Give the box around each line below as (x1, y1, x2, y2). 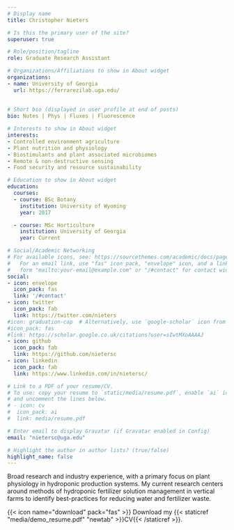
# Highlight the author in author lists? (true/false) (7, 446, 170, 453)
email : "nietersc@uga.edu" (7, 434, 86, 441)
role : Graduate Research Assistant (7, 55, 111, 62)
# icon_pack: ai (7, 409, 58, 416)
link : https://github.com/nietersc (13, 351, 117, 358)
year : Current (19, 235, 61, 242)
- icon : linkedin (7, 357, 58, 364)
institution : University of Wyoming (19, 203, 127, 210)
